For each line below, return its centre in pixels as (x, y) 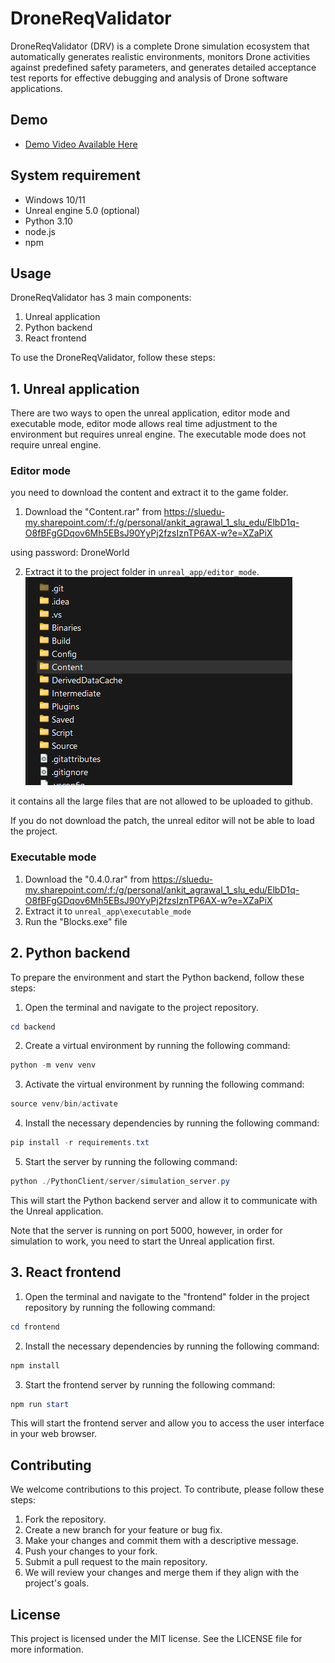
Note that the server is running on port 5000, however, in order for (146, 1230)
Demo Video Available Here (81, 144)
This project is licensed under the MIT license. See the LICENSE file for (156, 1639)
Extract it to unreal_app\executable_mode (108, 911)
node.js (40, 231)
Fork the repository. (65, 1519)
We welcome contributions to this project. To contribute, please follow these (167, 1489)
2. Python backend (70, 953)
